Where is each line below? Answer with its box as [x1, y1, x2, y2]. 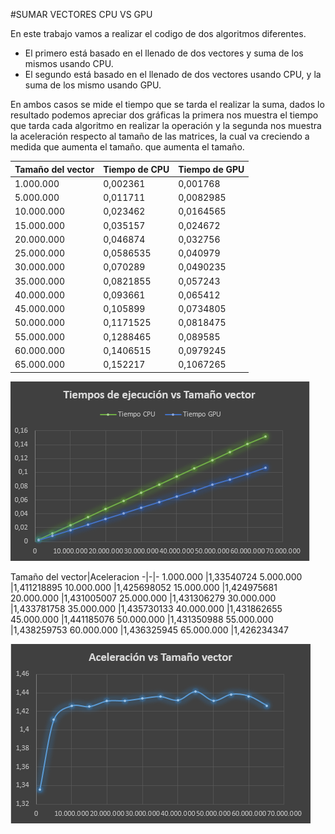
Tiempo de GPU [178, 163, 245, 175]
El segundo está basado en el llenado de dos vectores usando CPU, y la [24, 69, 322, 80]
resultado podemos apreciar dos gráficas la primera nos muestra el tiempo [10, 109, 319, 121]
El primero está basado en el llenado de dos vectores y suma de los [24, 47, 304, 59]
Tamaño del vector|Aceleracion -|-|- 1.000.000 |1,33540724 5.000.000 [10, 570, 303, 583]
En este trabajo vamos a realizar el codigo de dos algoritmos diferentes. [10, 28, 307, 39]
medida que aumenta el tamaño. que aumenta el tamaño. [10, 141, 245, 153]
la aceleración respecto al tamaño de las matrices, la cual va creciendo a [10, 130, 310, 142]
